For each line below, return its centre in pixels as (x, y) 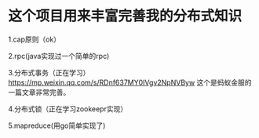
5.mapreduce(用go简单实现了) (57, 125)
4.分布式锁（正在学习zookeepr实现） (68, 109)
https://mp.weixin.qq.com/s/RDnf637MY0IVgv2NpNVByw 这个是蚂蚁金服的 (130, 82)
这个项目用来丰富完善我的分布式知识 (125, 16)
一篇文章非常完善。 (39, 92)
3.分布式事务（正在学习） (49, 72)
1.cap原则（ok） (35, 39)
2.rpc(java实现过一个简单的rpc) (59, 56)
